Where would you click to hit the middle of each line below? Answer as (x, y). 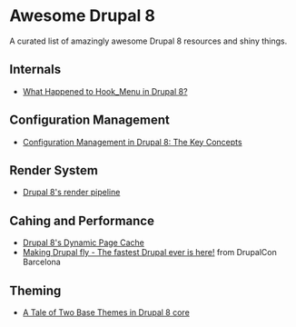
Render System (54, 170)
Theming (35, 290)
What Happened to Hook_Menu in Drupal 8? (105, 91)
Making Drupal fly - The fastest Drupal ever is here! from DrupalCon (149, 253)
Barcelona (41, 262)
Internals (35, 69)
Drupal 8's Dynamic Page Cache (84, 243)
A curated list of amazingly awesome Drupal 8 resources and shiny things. (148, 41)
